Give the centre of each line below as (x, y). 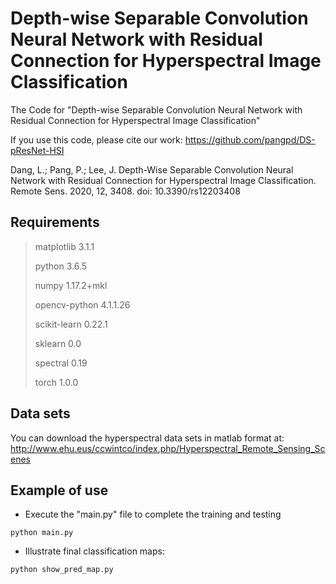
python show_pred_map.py (62, 570)
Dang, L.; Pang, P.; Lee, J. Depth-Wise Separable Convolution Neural (152, 169)
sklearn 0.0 (58, 343)
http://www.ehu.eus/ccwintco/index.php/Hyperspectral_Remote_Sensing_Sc (168, 448)
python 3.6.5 (60, 266)
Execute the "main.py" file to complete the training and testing (153, 514)
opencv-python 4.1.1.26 (82, 304)
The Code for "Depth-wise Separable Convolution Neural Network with (156, 109)
